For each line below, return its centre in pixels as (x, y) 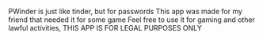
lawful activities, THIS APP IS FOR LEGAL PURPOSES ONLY (105, 28)
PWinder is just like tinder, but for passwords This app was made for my (126, 11)
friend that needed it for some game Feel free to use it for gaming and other (132, 20)
